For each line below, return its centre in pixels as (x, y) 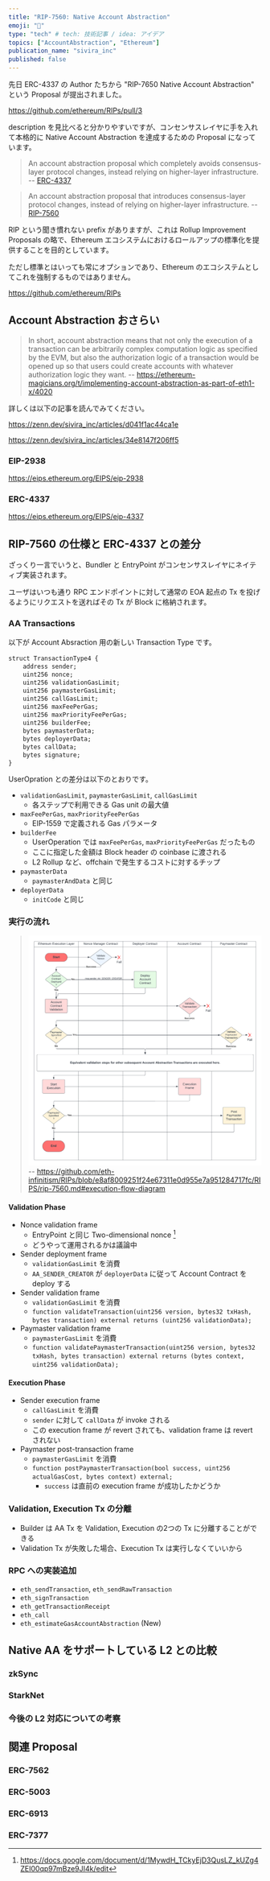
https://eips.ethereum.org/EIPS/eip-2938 (76, 478)
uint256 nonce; (48, 674)
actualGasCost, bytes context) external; (102, 1477)
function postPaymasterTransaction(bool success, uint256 (131, 1469)
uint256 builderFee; (57, 723)
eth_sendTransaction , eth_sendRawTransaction (96, 1589)
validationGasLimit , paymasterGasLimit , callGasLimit (109, 795)
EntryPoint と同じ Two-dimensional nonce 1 (104, 1234)
